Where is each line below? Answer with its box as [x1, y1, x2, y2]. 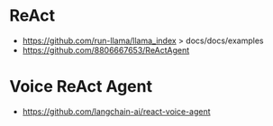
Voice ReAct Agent [9, 76, 153, 97]
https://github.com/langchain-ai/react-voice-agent [22, 105, 211, 117]
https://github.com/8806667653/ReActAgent [22, 44, 190, 55]
